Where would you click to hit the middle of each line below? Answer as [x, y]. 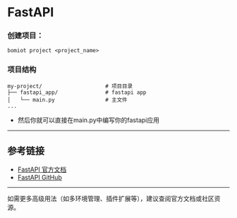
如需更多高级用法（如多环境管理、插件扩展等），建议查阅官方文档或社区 [111, 198]
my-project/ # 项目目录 [70, 86]
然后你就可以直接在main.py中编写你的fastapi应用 [89, 120]
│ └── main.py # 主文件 [67, 99]
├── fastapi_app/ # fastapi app [77, 92]
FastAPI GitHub [39, 177]
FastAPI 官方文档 [42, 169]
